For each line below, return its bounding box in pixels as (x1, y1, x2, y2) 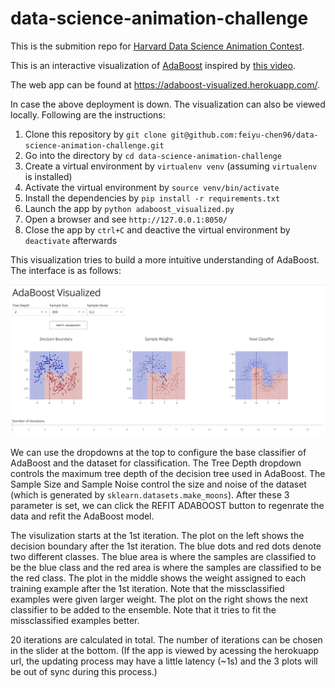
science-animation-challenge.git (24, 140, 165, 151)
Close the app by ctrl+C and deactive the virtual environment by (24, 223, 291, 236)
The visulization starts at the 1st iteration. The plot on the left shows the (10, 529, 305, 541)
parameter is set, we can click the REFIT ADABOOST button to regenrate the (10, 499, 325, 511)
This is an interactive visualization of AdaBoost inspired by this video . (10, 59, 296, 71)
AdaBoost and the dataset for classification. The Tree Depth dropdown (10, 457, 302, 469)
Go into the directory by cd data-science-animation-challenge (24, 149, 282, 161)
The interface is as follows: (10, 264, 122, 276)
